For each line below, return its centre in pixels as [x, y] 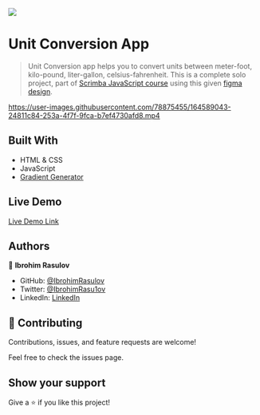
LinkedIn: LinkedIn [50, 298]
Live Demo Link [34, 221]
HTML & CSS [41, 160]
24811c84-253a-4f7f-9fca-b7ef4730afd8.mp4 [85, 115]
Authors [29, 246]
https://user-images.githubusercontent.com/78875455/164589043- [120, 107]
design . [40, 91]
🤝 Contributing [45, 323]
